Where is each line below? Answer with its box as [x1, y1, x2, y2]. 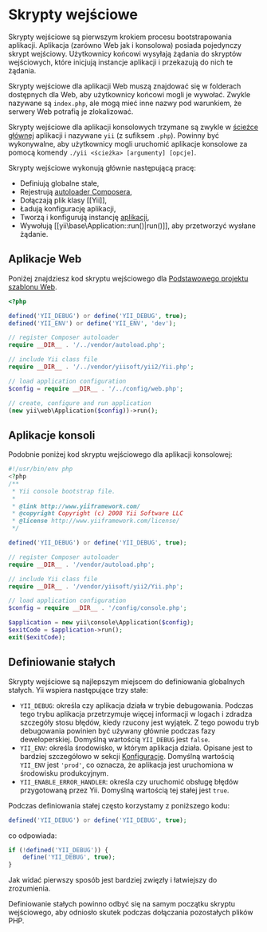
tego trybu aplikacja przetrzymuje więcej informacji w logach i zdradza [19, 709, 253, 718]
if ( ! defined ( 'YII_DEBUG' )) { [8, 846, 109, 854]
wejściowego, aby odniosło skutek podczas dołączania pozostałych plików [8, 907, 253, 918]
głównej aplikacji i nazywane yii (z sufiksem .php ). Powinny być [8, 130, 220, 140]
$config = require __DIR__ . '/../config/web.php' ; [8, 384, 183, 392]
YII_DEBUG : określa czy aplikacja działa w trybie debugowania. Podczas [19, 700, 253, 710]
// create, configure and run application [8, 399, 151, 407]
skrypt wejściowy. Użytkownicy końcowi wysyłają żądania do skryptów [8, 49, 242, 58]
